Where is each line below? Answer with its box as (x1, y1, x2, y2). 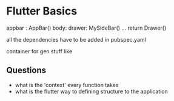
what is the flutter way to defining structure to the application (15, 88, 168, 95)
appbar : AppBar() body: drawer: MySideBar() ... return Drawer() (6, 24, 167, 31)
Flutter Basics (6, 4, 78, 18)
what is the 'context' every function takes (15, 81, 119, 88)
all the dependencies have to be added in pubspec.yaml (6, 36, 147, 43)
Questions (6, 65, 47, 76)
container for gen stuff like (6, 47, 73, 55)
